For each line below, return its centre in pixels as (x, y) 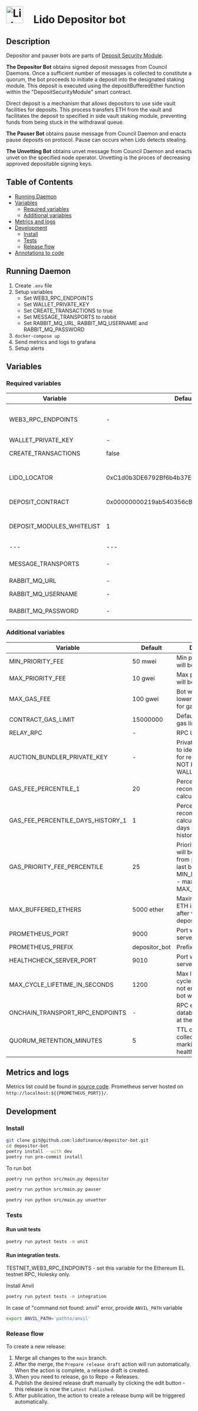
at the (184, 1020)
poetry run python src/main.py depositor (58, 1179)
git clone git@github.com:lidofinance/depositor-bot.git (77, 1141)
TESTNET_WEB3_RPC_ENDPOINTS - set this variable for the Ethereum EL (95, 1268)
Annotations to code (39, 253)
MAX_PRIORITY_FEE (37, 678)
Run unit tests (24, 1229)
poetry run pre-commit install (44, 1157)
